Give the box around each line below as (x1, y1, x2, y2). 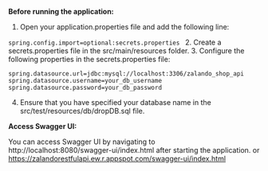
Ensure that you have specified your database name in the (19, 98, 211, 107)
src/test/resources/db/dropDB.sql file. (19, 107, 145, 115)
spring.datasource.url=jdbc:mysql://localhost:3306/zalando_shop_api (8, 70, 245, 78)
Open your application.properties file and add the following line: (19, 22, 230, 31)
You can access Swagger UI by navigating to (8, 137, 156, 146)
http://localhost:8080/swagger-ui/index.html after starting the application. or (8, 146, 260, 154)
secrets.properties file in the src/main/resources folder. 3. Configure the (8, 46, 245, 55)
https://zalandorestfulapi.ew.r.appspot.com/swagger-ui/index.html (8, 154, 226, 163)
